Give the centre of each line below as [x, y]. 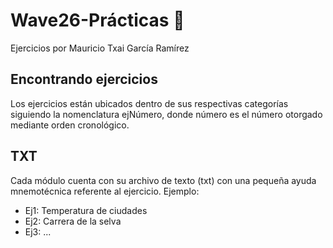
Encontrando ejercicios [84, 79]
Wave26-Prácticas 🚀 [97, 20]
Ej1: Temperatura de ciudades [86, 210]
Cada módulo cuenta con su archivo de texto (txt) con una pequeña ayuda [163, 180]
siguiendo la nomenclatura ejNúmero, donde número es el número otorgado [166, 114]
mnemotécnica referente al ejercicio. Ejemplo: [105, 191]
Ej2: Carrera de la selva [73, 221]
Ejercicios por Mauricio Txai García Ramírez [100, 48]
